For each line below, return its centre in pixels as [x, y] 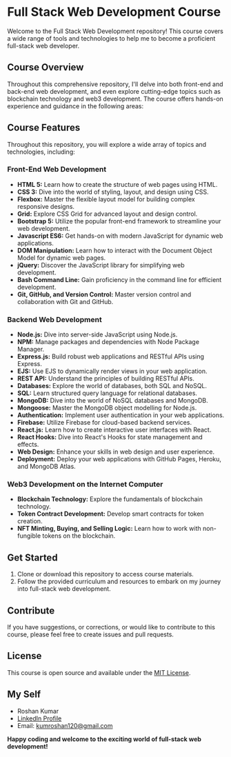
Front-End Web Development [57, 170]
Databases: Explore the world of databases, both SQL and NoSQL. [112, 386]
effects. [28, 445]
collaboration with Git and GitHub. [65, 301]
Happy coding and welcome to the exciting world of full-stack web [104, 739]
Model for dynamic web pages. [61, 258]
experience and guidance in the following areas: [76, 106]
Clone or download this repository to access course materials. [106, 574]
